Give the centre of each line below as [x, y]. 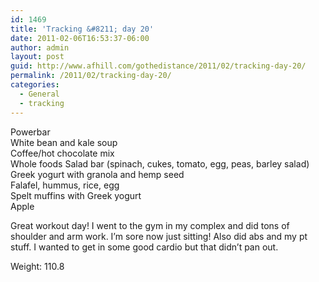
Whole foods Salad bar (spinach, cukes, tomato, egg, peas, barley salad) [160, 163]
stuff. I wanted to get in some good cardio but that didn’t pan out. [144, 247]
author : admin [40, 47]
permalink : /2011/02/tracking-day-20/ [91, 76]
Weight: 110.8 [37, 266]
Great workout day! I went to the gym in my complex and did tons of [150, 225]
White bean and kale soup [64, 142]
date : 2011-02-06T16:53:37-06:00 [80, 38]
